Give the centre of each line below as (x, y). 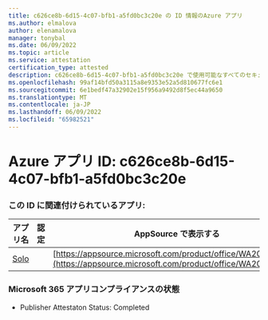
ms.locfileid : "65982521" (51, 120)
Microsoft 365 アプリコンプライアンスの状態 (94, 290)
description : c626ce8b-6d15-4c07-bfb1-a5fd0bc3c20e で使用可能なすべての (127, 75)
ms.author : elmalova (43, 23)
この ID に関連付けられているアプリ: (77, 205)
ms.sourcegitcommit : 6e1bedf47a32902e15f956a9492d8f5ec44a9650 (116, 90)
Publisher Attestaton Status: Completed (85, 307)
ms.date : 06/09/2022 (43, 45)
